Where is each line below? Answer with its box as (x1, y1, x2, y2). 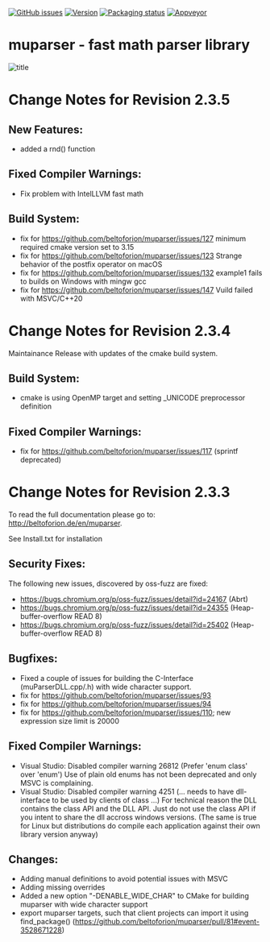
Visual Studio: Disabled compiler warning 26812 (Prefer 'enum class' (19, 761, 248, 770)
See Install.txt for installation (8, 534, 103, 544)
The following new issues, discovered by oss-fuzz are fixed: (8, 579, 208, 588)
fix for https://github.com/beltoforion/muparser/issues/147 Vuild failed (19, 284, 254, 294)
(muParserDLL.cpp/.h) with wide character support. (19, 682, 192, 691)
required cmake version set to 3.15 (19, 242, 135, 251)
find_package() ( (19, 917, 76, 927)
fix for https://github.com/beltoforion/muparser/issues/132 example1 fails (19, 268, 263, 277)
